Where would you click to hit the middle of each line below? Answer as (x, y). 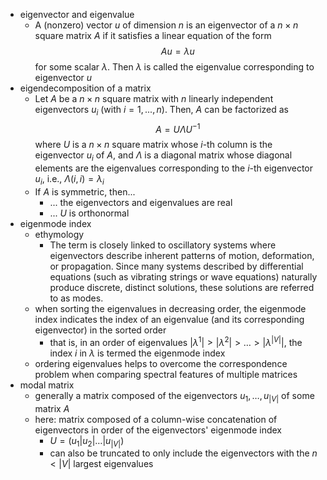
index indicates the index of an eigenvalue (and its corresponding (169, 320)
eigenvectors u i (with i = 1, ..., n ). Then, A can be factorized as (161, 111)
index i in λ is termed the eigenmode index (137, 353)
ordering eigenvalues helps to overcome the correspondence (161, 363)
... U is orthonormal (89, 213)
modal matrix (47, 385)
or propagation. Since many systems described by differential (176, 266)
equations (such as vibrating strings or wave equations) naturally (183, 277)
